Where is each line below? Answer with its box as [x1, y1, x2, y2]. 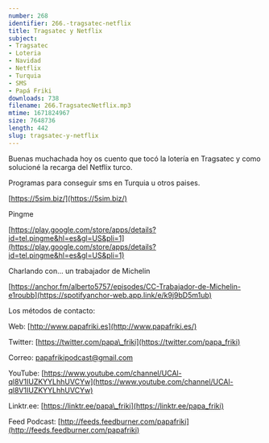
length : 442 [8, 124, 48, 132]
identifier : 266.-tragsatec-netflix [8, 19, 131, 27]
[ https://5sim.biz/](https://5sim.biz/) [8, 193, 127, 203]
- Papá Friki [8, 86, 52, 95]
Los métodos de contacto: [8, 305, 95, 315]
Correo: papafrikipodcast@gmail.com [8, 352, 134, 362]
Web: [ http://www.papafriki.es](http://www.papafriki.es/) [8, 321, 197, 331]
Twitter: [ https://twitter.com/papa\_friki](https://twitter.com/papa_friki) [8, 337, 241, 346]
